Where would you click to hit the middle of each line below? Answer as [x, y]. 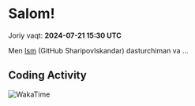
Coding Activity [47, 75]
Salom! [32, 14]
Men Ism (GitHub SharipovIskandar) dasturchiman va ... [98, 50]
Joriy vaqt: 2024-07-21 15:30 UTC [65, 35]
